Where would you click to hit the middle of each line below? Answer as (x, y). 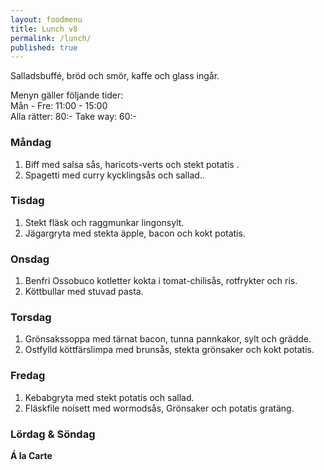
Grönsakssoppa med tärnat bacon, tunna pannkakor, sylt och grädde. (168, 339)
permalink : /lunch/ (51, 38)
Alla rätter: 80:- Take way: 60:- (73, 117)
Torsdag (31, 318)
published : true (44, 47)
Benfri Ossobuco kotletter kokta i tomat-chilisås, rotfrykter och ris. (161, 281)
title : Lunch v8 (44, 29)
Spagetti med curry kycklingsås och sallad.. (114, 175)
